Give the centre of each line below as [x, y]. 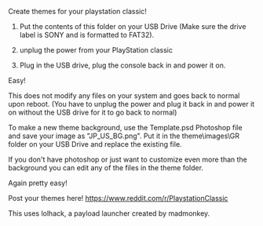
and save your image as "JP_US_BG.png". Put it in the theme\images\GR [124, 136]
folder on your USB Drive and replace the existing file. [95, 144]
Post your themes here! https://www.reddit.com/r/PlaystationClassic [118, 198]
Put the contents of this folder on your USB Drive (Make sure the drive [133, 26]
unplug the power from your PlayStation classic [96, 50]
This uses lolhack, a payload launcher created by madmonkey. [109, 213]
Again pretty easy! [38, 183]
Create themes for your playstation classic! [77, 11]
